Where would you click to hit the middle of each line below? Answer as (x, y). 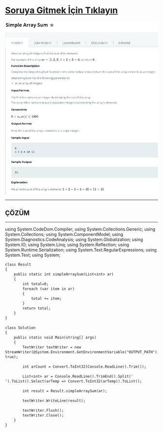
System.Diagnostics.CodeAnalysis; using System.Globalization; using (74, 240)
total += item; (46, 299)
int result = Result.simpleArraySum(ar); (65, 391)
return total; (37, 308)
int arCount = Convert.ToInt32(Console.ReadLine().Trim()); (84, 367)
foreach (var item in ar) (49, 289)
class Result (18, 265)
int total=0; (36, 284)
